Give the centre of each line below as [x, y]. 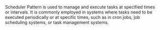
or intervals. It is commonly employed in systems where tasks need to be [79, 12]
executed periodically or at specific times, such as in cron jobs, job [73, 17]
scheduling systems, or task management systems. [57, 22]
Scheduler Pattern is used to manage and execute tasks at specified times [80, 7]
